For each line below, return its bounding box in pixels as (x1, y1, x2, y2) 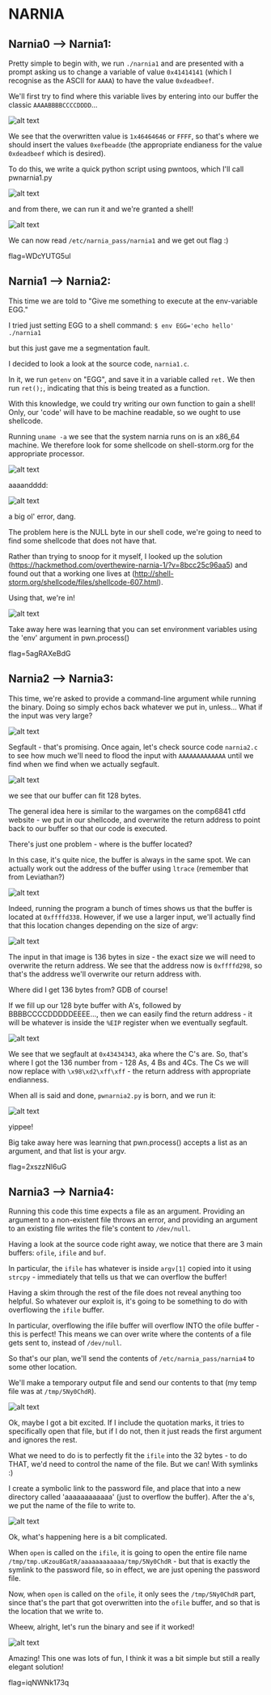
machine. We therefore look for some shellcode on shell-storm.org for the (8, 440, 254, 450)
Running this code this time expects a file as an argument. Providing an (8, 1206, 245, 1216)
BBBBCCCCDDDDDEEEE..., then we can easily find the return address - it (8, 1009, 253, 1019)
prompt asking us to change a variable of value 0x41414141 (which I (8, 67, 232, 77)
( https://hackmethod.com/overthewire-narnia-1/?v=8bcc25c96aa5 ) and (8, 560, 248, 570)
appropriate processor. (8, 448, 85, 458)
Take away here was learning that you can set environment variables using (8, 624, 257, 634)
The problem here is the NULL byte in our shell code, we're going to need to (8, 527, 262, 536)
